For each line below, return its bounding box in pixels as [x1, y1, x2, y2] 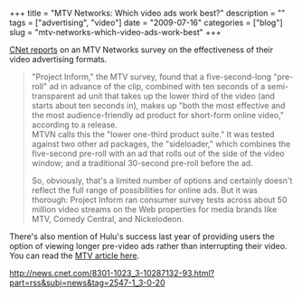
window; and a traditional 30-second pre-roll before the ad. [31, 158, 253, 168]
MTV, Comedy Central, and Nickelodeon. [31, 214, 184, 224]
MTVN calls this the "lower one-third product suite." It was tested [31, 129, 275, 139]
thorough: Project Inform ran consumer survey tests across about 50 [31, 194, 288, 205]
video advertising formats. [9, 54, 108, 64]
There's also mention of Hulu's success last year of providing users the [9, 231, 276, 242]
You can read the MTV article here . [9, 250, 140, 261]
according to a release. [31, 119, 118, 130]
